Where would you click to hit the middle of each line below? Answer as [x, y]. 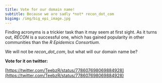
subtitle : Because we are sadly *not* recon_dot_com [60, 14]
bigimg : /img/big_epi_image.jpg [38, 18]
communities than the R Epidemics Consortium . [53, 42]
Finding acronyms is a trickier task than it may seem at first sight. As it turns [81, 32]
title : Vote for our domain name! [40, 9]
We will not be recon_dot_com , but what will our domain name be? [71, 52]
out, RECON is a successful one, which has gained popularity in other [75, 37]
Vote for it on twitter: [27, 61]
